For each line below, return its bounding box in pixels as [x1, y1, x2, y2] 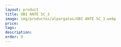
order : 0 [5, 35, 23, 40]
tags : [5, 25, 16, 30]
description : [5, 30, 32, 35]
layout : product [5, 7, 39, 12]
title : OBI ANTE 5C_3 [5, 12, 50, 17]
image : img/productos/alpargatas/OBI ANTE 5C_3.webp [5, 16, 117, 21]
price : [5, 21, 19, 26]
